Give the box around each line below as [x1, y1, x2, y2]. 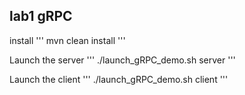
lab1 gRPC [9, 8, 73, 25]
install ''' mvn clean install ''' [9, 34, 126, 46]
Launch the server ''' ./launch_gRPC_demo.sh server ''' [9, 54, 236, 66]
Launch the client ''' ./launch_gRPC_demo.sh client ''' [9, 73, 229, 85]
